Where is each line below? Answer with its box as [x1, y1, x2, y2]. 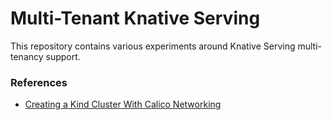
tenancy [10, 50, 44, 62]
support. [45, 50, 81, 62]
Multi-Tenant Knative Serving [10, 7, 261, 30]
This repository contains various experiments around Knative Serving [10, 40, 296, 52]
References [10, 75, 68, 89]
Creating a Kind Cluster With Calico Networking [24, 98, 222, 111]
